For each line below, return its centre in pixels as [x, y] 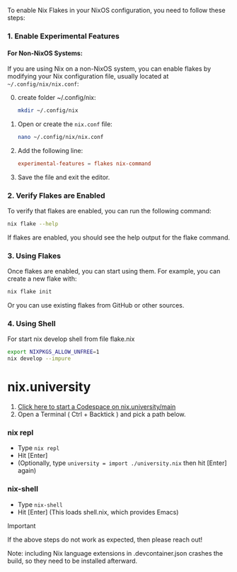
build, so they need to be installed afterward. [73, 561]
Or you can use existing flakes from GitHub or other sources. [96, 305]
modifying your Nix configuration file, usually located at [88, 77]
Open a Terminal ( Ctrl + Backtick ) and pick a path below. [102, 415]
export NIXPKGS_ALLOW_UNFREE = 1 [53, 352]
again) [27, 471]
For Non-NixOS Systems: [45, 53]
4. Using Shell [31, 324]
